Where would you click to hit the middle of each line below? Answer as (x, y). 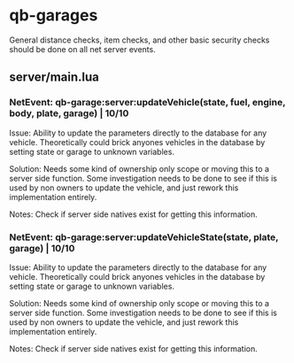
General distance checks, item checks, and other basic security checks (139, 40)
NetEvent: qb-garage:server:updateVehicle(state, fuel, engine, (147, 103)
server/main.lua (54, 77)
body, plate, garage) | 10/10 (69, 113)
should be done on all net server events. (83, 49)
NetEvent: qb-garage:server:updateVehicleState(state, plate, (144, 237)
